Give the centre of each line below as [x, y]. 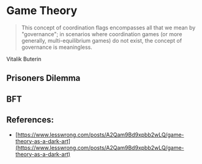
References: [30, 120]
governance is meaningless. [57, 47]
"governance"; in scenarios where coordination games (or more [102, 34]
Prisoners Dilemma [43, 78]
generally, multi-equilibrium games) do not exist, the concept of [102, 40]
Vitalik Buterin [24, 59]
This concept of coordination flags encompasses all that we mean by [108, 28]
